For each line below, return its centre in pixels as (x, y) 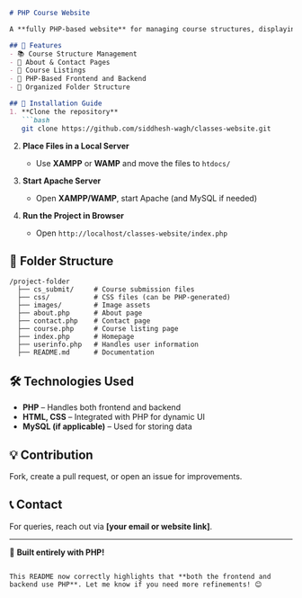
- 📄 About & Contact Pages (60, 62)
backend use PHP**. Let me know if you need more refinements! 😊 (136, 585)
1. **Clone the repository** (64, 112)
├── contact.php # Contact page (84, 321)
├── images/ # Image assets (84, 306)
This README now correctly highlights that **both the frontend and (140, 576)
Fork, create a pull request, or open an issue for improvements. (126, 476)
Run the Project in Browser (73, 215)
